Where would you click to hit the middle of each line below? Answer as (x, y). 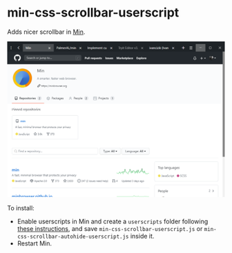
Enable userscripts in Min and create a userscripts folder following (113, 221)
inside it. (142, 236)
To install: (21, 208)
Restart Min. (35, 243)
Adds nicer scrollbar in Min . (46, 32)
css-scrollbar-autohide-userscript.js (73, 236)
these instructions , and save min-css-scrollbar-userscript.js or (110, 228)
